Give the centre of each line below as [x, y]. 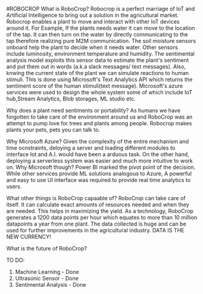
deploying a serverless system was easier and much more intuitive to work [99, 161]
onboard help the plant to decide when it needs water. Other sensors [92, 47]
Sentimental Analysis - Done [51, 285]
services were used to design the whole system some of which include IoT [99, 92]
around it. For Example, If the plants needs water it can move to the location [101, 28]
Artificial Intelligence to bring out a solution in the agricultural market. [92, 15]
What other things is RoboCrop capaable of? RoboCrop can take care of [96, 198]
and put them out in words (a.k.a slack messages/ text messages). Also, [96, 67]
